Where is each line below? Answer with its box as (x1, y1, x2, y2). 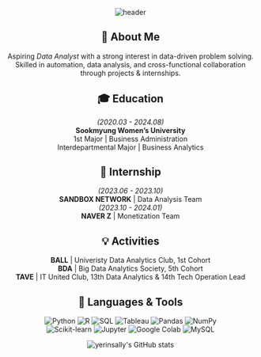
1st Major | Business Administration (73, 134, 188, 143)
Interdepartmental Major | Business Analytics (57, 142, 204, 152)
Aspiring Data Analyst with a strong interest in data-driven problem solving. (7, 51, 254, 61)
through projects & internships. (80, 68, 181, 78)
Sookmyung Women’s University (75, 125, 186, 135)
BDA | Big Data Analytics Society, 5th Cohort (58, 264, 203, 273)
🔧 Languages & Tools (78, 295, 183, 309)
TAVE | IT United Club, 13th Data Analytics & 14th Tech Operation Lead (15, 272, 246, 282)
